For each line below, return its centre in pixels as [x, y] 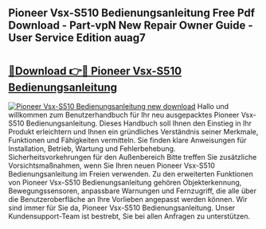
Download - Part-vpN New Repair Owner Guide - [131, 26]
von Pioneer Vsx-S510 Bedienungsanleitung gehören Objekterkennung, [125, 182]
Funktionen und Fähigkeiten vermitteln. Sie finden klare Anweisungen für [127, 140]
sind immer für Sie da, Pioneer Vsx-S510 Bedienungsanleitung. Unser [122, 208]
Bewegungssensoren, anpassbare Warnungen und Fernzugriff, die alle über [133, 191]
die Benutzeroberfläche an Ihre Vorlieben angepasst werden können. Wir [128, 199]
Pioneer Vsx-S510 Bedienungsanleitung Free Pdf [132, 13]
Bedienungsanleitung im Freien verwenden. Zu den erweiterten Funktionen [131, 174]
